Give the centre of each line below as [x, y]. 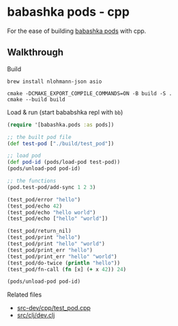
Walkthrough [35, 52]
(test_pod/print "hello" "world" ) [56, 244]
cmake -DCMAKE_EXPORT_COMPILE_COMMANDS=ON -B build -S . [90, 93]
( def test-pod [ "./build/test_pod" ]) [61, 143]
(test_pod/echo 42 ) [35, 206]
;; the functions [32, 181]
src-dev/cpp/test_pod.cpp [54, 308]
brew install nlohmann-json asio [55, 81]
